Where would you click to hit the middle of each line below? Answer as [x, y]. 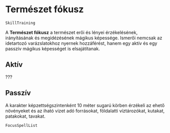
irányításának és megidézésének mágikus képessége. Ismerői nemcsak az [84, 38]
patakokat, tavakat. [26, 116]
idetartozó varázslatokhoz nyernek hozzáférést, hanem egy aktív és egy [81, 43]
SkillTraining [20, 23]
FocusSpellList [22, 125]
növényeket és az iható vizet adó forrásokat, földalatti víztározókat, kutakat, [85, 111]
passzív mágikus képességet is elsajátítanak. [53, 48]
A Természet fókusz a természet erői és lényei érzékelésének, [71, 32]
